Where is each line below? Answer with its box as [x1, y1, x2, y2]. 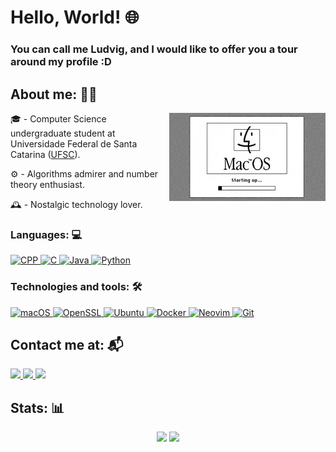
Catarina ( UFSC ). [10, 148, 81, 160]
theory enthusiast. [10, 178, 85, 190]
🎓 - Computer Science [10, 112, 107, 125]
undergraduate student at [10, 127, 116, 139]
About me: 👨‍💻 [10, 86, 98, 103]
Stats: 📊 [10, 399, 65, 416]
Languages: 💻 [10, 227, 83, 241]
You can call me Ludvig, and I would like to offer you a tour [10, 42, 298, 56]
